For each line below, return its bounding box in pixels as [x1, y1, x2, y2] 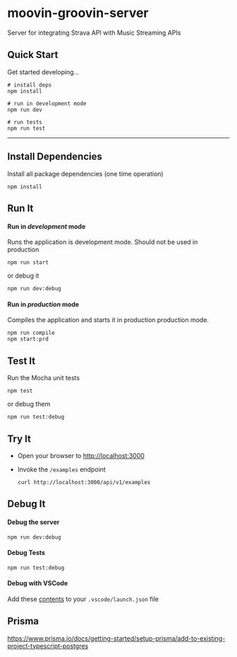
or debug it [7, 271, 39, 280]
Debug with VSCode [7, 579, 68, 588]
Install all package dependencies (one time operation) [7, 169, 164, 178]
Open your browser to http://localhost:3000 [17, 451, 145, 459]
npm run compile [7, 329, 55, 337]
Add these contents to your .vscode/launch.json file [7, 595, 159, 603]
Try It [7, 433, 32, 445]
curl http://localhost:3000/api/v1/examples [17, 479, 151, 486]
